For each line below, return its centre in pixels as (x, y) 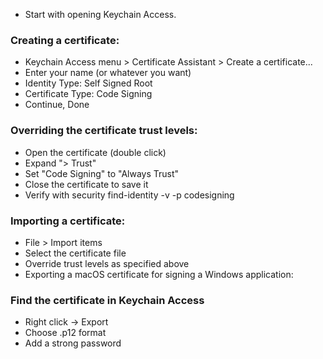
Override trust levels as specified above (107, 263)
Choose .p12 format (65, 333)
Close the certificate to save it (86, 184)
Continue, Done (57, 105)
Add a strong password (73, 343)
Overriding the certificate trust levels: (104, 131)
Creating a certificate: (65, 40)
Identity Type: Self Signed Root (88, 83)
